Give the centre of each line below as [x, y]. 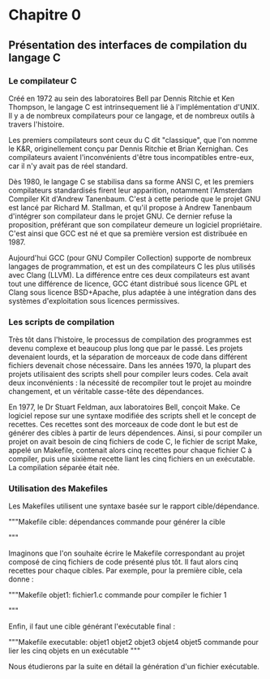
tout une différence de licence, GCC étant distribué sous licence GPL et [128, 283]
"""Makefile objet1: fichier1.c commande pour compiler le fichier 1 [118, 595]
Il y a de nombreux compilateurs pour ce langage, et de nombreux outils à [132, 115]
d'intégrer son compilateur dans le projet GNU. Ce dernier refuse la [120, 216]
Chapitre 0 [45, 15]
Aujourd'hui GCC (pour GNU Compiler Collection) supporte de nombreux [130, 257]
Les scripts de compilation [62, 322]
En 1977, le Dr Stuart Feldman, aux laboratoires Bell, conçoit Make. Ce [124, 407]
